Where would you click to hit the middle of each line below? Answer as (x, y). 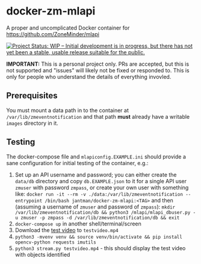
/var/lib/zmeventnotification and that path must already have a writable (98, 116)
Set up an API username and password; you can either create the (96, 174)
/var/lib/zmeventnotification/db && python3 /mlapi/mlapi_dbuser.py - (105, 212)
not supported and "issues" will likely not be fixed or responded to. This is (98, 70)
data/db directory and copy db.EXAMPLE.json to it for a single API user (101, 181)
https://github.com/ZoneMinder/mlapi (53, 34)
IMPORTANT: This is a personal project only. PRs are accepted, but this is (98, 64)
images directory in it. (32, 123)
